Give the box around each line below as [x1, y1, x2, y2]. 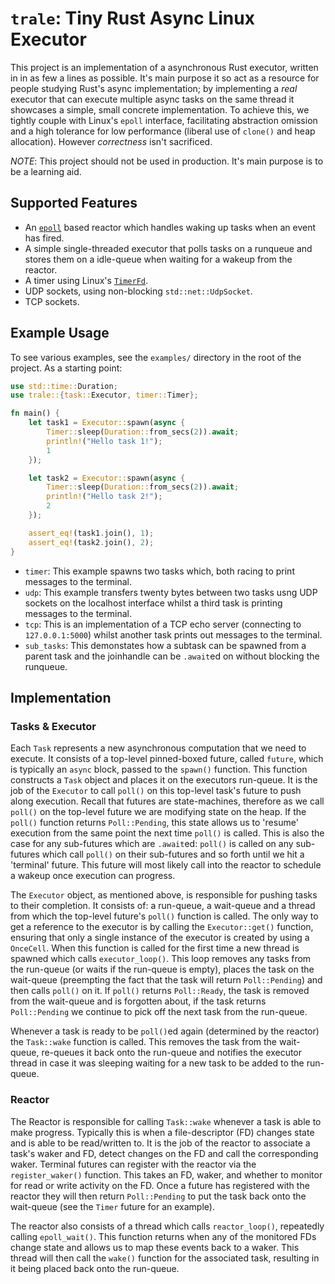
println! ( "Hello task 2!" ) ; [46, 492, 163, 502]
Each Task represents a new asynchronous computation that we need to [10, 742, 307, 754]
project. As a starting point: [10, 362, 123, 374]
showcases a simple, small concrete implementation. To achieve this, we [10, 103, 310, 116]
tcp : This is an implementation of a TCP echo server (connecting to [24, 618, 302, 630]
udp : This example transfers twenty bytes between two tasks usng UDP [24, 586, 318, 598]
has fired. [24, 232, 65, 244]
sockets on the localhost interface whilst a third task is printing [24, 597, 283, 609]
